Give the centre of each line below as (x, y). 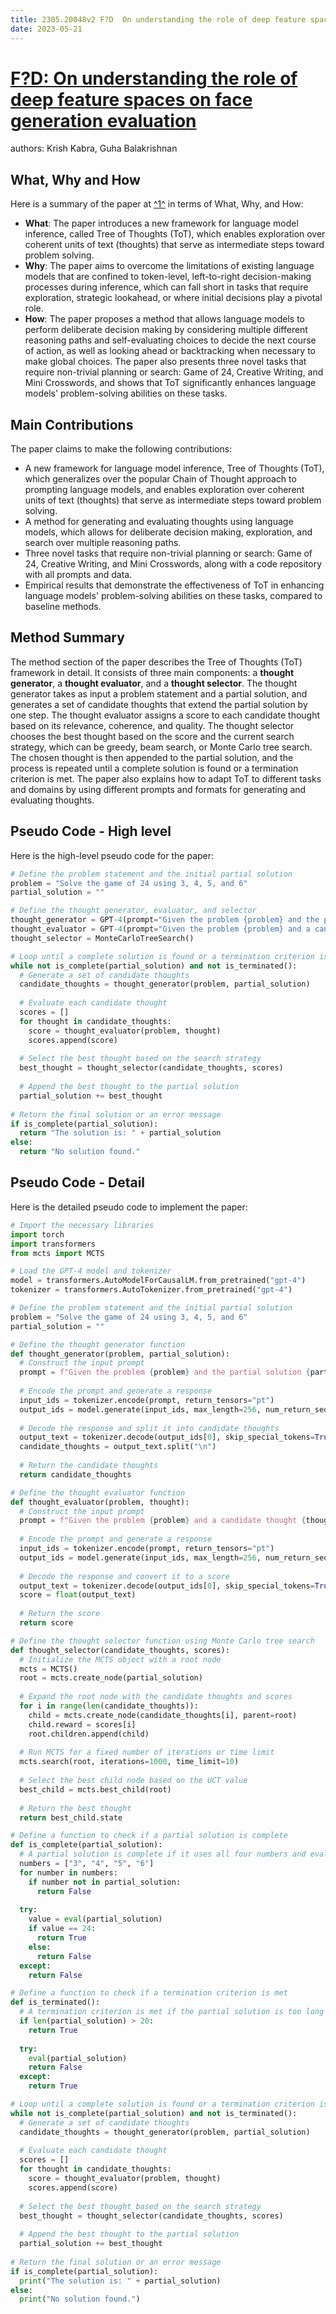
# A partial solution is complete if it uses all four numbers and (163, 1854)
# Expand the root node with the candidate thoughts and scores (156, 1697)
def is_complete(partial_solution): (86, 1845)
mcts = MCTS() (48, 1669)
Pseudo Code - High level (91, 831)
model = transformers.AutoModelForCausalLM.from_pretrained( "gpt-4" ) (158, 1281)
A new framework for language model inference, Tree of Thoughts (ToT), (174, 468)
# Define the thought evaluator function (98, 1492)
